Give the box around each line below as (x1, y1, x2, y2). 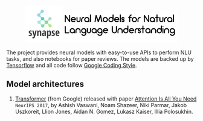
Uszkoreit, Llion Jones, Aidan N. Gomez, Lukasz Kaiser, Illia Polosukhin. (14, 108, 193, 115)
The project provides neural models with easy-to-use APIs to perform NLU (6, 49, 192, 56)
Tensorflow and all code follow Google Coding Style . (6, 62, 137, 69)
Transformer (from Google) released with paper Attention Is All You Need (14, 95, 197, 102)
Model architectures (6, 79, 85, 89)
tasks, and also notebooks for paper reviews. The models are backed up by (6, 55, 195, 62)
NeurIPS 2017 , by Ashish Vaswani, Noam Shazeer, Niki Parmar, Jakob (14, 101, 187, 108)
